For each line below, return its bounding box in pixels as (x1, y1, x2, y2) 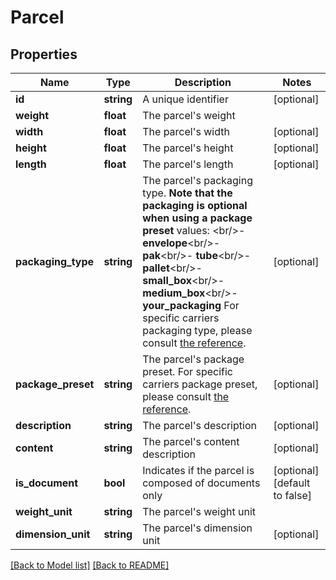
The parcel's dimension (142, 521, 253, 535)
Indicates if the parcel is (142, 464, 255, 477)
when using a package (142, 211, 253, 225)
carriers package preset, (142, 377, 258, 391)
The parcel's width (142, 125, 230, 138)
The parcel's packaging (142, 174, 254, 187)
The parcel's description (142, 419, 257, 432)
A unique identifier (142, 92, 229, 106)
